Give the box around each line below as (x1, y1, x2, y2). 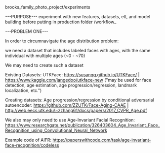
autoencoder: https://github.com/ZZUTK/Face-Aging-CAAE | (5, 102, 129, 108)
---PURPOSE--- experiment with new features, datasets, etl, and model (5, 14, 151, 19)
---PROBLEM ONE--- (5, 29, 48, 34)
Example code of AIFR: (5, 137, 52, 143)
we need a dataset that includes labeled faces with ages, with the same (5, 48, 151, 53)
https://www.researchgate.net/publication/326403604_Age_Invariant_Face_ (5, 122, 160, 128)
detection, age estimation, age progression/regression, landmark (5, 82, 137, 88)
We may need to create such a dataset (5, 62, 84, 68)
